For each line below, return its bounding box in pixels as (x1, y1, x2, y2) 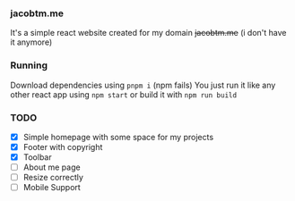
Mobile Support (22, 182, 82, 193)
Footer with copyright (22, 141, 103, 152)
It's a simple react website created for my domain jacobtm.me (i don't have (10, 28, 287, 38)
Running (10, 59, 48, 71)
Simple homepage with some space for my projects (22, 131, 214, 142)
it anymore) (10, 37, 53, 47)
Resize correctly (22, 172, 84, 183)
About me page (22, 162, 81, 172)
